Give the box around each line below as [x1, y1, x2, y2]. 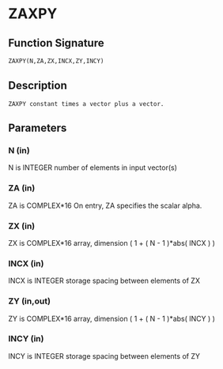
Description [8, 79, 67, 92]
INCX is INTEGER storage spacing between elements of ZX [8, 276, 200, 285]
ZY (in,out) [8, 296, 51, 307]
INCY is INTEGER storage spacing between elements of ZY [8, 351, 200, 360]
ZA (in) [8, 183, 36, 194]
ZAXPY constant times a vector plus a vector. [8, 100, 164, 107]
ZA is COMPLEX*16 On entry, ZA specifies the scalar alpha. [8, 201, 202, 210]
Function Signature [8, 36, 104, 50]
